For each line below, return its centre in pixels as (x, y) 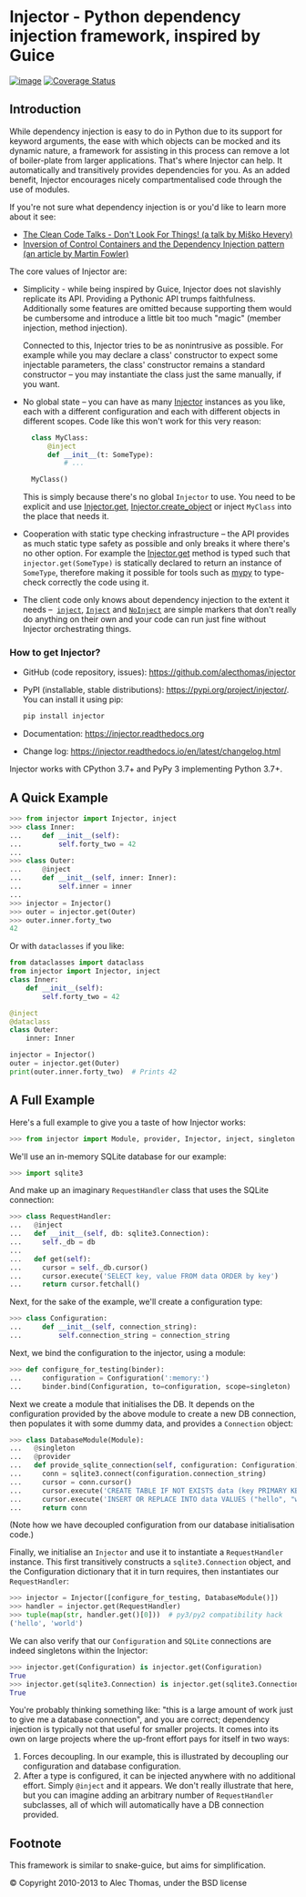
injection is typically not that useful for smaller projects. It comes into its (144, 1729)
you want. (41, 383)
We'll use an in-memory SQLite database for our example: (118, 1156)
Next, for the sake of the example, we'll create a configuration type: (136, 1302)
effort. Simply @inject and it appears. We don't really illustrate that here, (158, 1786)
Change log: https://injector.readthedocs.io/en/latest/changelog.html (152, 751)
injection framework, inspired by (135, 36)
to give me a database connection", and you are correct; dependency (140, 1719)
